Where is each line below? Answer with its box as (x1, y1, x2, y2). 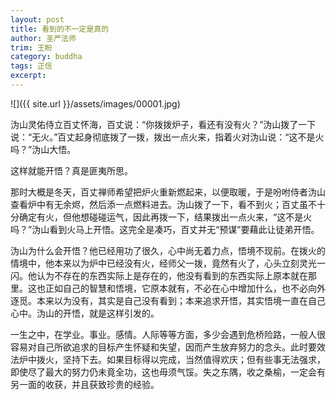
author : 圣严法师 (10, 33, 77, 43)
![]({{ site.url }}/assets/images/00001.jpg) (10, 97, 181, 110)
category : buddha (10, 52, 83, 62)
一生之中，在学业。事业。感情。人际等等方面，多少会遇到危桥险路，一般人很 (10, 328, 326, 340)
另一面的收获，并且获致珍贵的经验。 (10, 378, 160, 390)
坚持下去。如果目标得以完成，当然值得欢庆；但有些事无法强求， (62, 353, 326, 365)
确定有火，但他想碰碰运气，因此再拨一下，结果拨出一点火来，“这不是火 (18, 211, 313, 223)
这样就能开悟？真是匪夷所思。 (10, 164, 133, 176)
